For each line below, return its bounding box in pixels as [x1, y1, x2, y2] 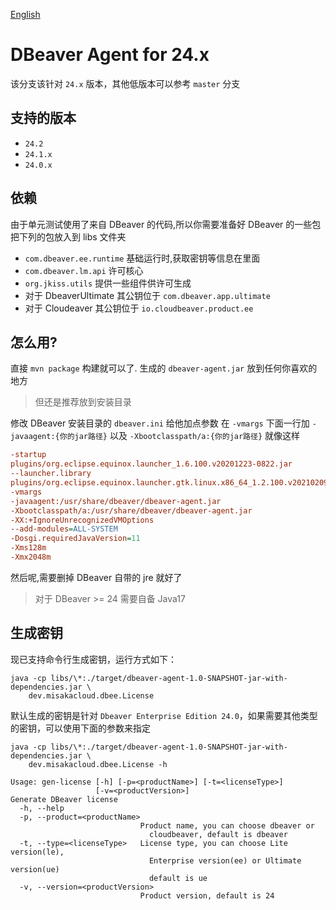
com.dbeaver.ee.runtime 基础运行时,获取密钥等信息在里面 [24, 252, 261, 264]
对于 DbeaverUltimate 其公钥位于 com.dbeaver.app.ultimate [24, 289, 271, 301]
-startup [10, 450, 47, 460]
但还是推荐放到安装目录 [34, 396, 132, 408]
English [10, 9, 41, 20]
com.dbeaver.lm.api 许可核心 [24, 264, 144, 276]
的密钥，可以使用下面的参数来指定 [10, 722, 151, 734]
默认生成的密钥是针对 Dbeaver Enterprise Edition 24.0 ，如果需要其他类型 [10, 709, 318, 721]
